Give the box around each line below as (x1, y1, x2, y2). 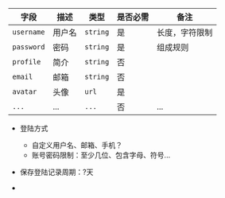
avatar (12, 87, 37, 96)
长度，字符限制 (156, 27, 213, 38)
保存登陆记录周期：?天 (19, 167, 94, 177)
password (12, 43, 45, 51)
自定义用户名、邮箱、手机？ (31, 141, 123, 149)
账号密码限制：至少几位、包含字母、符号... (31, 150, 171, 160)
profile (12, 57, 41, 66)
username (12, 28, 45, 37)
